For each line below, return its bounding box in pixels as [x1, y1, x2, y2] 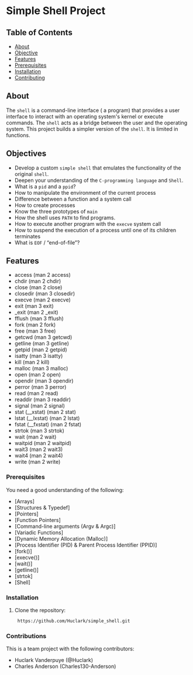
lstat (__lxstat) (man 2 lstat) [14, 415, 80, 422]
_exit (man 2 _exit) [14, 309, 58, 316]
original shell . [14, 170, 49, 177]
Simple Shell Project [6, 4, 106, 18]
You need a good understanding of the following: [6, 486, 124, 493]
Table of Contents [6, 28, 73, 38]
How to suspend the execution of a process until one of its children [14, 226, 177, 233]
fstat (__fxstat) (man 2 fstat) [14, 421, 82, 428]
